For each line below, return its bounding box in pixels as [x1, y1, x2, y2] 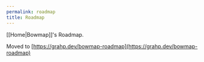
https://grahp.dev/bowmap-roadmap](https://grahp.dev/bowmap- [33, 43, 198, 50]
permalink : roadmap [6, 8, 56, 15]
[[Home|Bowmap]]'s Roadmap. [6, 31, 84, 38]
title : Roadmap [6, 14, 45, 20]
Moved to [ [6, 43, 33, 50]
